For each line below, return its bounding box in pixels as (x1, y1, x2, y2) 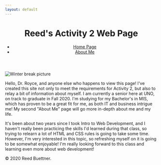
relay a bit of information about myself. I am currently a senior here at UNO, (5, 90, 155, 96)
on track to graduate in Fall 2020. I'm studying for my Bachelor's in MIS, (5, 96, 148, 101)
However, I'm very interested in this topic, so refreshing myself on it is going (5, 136, 157, 141)
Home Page (73, 44, 97, 50)
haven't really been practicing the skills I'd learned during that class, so (5, 125, 147, 131)
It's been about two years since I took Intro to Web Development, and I (5, 120, 146, 126)
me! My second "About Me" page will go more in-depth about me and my (5, 106, 151, 111)
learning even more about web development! (5, 146, 94, 152)
